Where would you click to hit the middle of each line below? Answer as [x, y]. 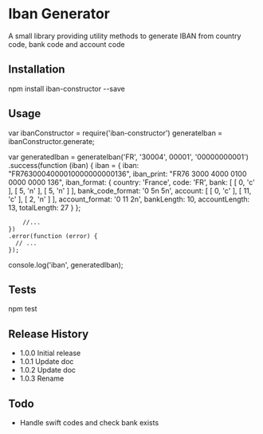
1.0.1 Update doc [47, 362]
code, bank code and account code [67, 44]
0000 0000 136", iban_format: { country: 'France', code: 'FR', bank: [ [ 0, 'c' [131, 182]
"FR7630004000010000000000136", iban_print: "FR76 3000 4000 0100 [128, 174]
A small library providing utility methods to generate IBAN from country [125, 36]
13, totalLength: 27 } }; [45, 207]
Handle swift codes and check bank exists [89, 422]
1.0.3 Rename [42, 378]
